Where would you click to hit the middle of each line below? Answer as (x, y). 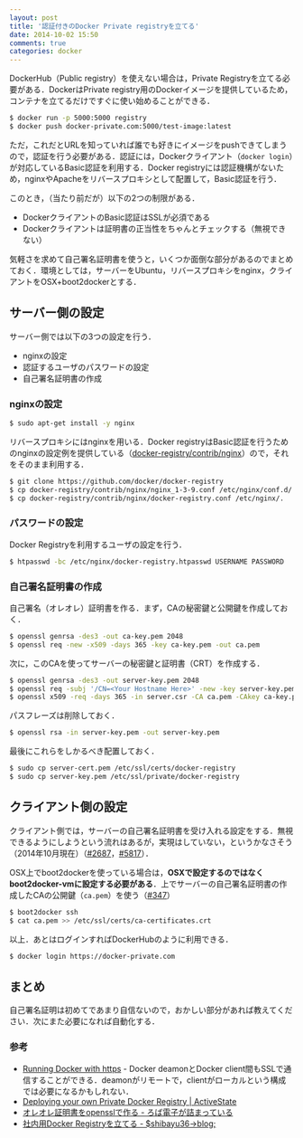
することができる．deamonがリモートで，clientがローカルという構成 (158, 1080)
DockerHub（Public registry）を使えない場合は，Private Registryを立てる (146, 79)
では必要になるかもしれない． (78, 1091)
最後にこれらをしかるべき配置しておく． (84, 751)
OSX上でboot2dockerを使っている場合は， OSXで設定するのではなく (137, 872)
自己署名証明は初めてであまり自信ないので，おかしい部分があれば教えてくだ (151, 1010)
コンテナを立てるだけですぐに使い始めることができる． (112, 101)
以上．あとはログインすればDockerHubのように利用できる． (121, 939)
